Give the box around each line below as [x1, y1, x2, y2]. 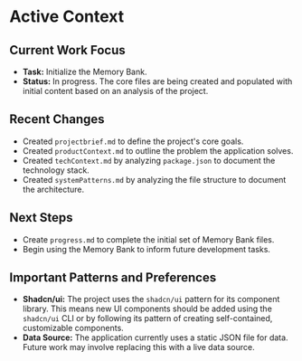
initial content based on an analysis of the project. [22, 86, 209, 96]
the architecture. [22, 184, 85, 195]
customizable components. [22, 323, 124, 334]
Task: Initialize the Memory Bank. [22, 66, 147, 77]
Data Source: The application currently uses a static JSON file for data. [22, 332, 288, 343]
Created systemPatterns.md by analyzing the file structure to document [22, 174, 287, 185]
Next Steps [9, 210, 73, 225]
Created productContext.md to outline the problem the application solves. [22, 145, 294, 156]
